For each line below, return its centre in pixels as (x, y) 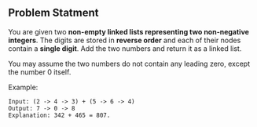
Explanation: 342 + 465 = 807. (59, 115)
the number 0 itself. (40, 72)
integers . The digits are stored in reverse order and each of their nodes (125, 40)
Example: (23, 87)
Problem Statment (53, 13)
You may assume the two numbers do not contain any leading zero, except (129, 63)
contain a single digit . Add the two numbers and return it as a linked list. (125, 48)
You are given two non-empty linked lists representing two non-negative (129, 31)
